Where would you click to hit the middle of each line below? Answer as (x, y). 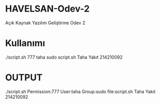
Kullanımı (25, 43)
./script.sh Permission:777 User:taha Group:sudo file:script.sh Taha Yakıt (80, 91)
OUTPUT (24, 77)
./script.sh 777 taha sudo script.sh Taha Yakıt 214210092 (64, 57)
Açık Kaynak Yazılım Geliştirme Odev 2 (45, 23)
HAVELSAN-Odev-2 (47, 9)
